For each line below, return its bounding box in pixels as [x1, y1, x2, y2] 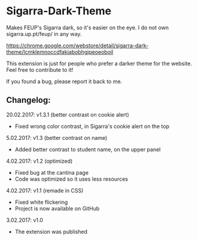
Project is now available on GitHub [14, 205, 100, 212]
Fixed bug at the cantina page [14, 169, 89, 176]
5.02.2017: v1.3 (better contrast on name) [6, 134, 108, 141]
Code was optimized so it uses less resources [14, 175, 129, 182]
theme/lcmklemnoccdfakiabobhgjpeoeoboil [6, 48, 114, 55]
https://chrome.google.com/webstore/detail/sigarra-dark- [6, 42, 149, 49]
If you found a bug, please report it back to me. [6, 78, 123, 85]
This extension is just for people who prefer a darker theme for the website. [6, 60, 193, 67]
